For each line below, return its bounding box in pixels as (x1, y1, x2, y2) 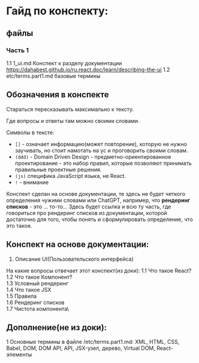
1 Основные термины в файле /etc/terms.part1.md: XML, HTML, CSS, (6, 338, 180, 346)
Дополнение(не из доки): (6, 322, 107, 332)
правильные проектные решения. (14, 166, 102, 173)
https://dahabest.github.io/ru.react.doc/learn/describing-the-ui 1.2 (6, 66, 170, 73)
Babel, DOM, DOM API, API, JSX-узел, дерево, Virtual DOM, (6, 344, 156, 352)
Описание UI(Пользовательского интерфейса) (14, 255, 134, 262)
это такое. (6, 222, 32, 229)
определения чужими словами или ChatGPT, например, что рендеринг (6, 196, 191, 204)
